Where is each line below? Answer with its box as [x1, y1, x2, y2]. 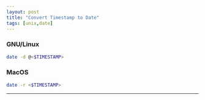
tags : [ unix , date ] [6, 20, 53, 26]
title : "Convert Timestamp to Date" [6, 15, 99, 21]
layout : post [6, 8, 40, 15]
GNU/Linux [6, 40, 40, 48]
